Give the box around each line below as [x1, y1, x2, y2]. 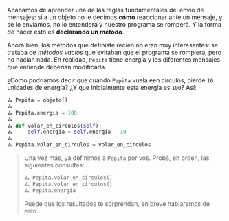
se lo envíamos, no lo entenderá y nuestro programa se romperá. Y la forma [7, 21, 222, 28]
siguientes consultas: [23, 161, 85, 169]
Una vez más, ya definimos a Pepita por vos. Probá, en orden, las [23, 154, 210, 162]
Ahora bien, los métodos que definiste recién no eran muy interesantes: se [7, 41, 219, 49]
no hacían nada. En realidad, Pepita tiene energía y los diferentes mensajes [7, 56, 221, 64]
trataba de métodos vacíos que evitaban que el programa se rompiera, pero [7, 48, 222, 56]
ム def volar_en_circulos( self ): [7, 122, 102, 129]
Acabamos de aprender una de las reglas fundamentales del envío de [7, 6, 204, 14]
